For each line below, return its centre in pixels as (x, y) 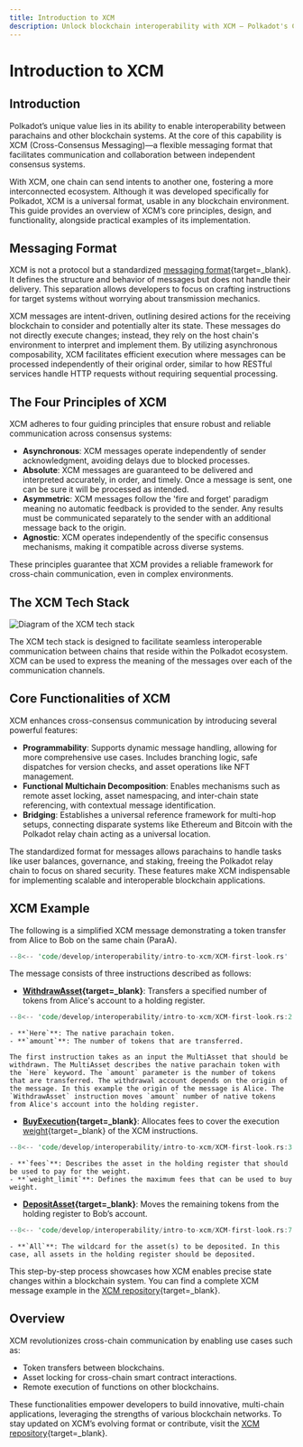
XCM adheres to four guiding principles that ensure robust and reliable (140, 424)
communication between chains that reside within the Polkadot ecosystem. (149, 651)
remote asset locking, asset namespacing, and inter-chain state (140, 795)
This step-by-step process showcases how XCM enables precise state (141, 1271)
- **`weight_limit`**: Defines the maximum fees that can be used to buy (151, 1180)
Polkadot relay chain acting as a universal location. (116, 834)
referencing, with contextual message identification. (119, 805)
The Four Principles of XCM (88, 402)
